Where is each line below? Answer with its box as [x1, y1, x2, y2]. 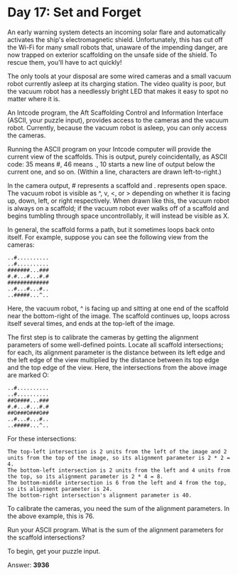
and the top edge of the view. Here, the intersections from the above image [7, 363, 227, 371]
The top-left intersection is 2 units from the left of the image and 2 [7, 448, 227, 455]
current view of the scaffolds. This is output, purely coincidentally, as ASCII [7, 152, 227, 161]
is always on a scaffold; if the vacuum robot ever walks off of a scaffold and [7, 204, 229, 212]
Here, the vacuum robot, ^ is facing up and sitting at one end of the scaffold [7, 304, 229, 312]
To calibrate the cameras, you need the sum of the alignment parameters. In [7, 504, 229, 512]
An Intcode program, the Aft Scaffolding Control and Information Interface [7, 108, 224, 117]
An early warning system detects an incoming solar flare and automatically [7, 28, 226, 36]
